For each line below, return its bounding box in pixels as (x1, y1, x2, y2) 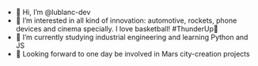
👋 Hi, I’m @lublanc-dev (15, 8, 91, 16)
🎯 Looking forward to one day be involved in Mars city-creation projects (15, 49, 251, 58)
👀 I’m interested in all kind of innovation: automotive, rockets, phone (15, 16, 237, 25)
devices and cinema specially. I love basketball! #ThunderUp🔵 (15, 24, 219, 33)
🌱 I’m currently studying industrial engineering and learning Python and (15, 32, 249, 42)
